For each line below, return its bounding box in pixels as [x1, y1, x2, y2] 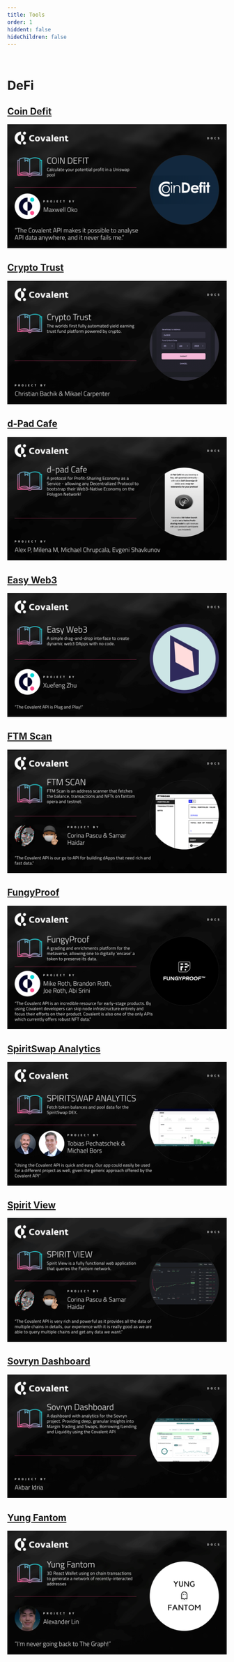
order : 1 [7, 18, 33, 26]
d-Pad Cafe [7, 418, 58, 430]
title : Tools [7, 11, 45, 18]
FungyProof [7, 887, 60, 899]
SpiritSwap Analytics [7, 1043, 101, 1055]
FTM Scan [7, 731, 52, 742]
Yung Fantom [7, 1511, 67, 1524]
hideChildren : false [7, 33, 68, 40]
